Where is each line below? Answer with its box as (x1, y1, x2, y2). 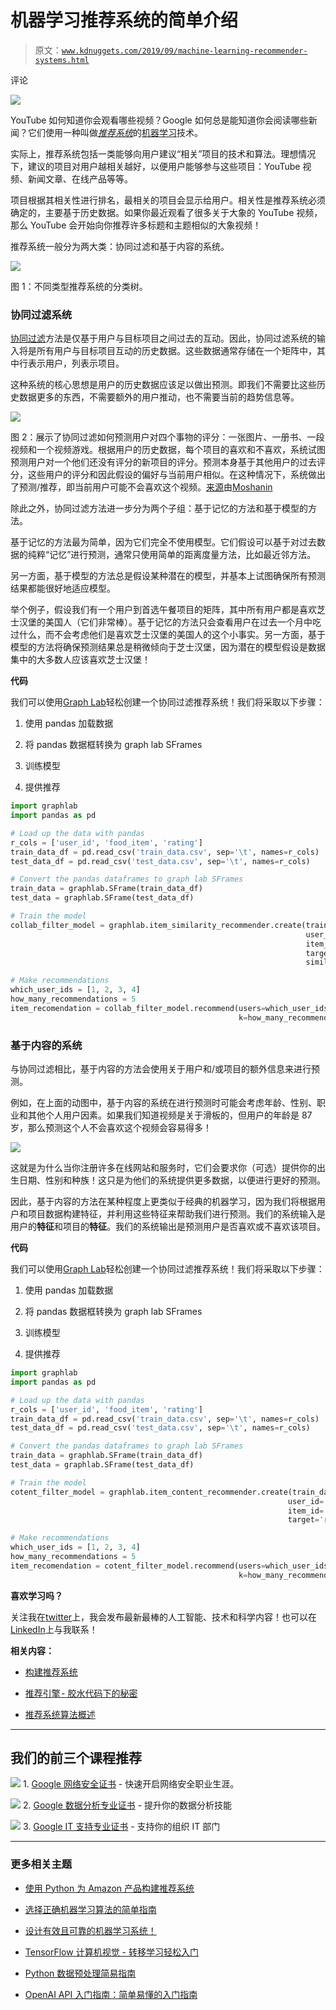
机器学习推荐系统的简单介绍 (10, 9, 239, 32)
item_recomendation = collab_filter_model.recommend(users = (10, 1003, 267, 1013)
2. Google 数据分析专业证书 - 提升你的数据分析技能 (22, 1799, 233, 1811)
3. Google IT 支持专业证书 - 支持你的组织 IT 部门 (22, 1821, 221, 1833)
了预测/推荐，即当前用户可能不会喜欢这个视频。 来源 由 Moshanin (10, 481, 273, 493)
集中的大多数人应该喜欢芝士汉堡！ (10, 654, 151, 666)
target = (287, 1515, 320, 1525)
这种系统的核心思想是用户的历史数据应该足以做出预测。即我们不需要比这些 (10, 379, 317, 391)
